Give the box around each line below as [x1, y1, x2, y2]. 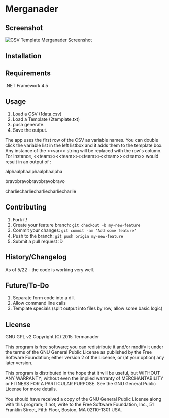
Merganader [5, 3, 58, 15]
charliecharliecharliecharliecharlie [5, 188, 76, 194]
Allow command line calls [12, 300, 66, 306]
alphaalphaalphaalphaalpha [5, 169, 62, 175]
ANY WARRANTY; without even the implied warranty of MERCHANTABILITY [5, 375, 164, 381]
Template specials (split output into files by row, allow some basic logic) [12, 305, 163, 311]
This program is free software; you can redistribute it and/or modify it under [5, 344, 164, 350]
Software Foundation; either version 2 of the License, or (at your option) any [5, 355, 164, 361]
